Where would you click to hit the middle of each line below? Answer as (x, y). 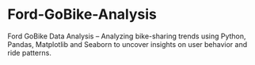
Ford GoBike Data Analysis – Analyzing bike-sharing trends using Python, (127, 36)
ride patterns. (30, 52)
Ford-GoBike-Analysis (82, 14)
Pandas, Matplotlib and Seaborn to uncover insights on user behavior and (127, 44)
